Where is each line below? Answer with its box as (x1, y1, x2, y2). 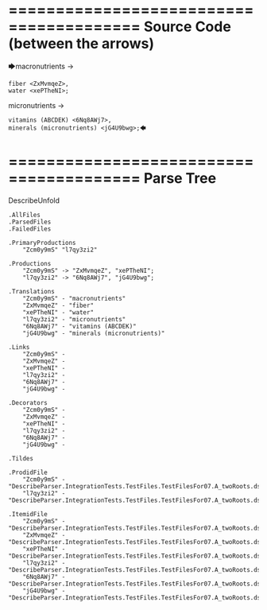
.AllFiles (8, 211, 41, 219)
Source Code (143, 17, 232, 36)
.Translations (8, 287, 56, 295)
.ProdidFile (8, 468, 48, 476)
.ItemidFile (8, 510, 48, 518)
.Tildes (8, 454, 34, 462)
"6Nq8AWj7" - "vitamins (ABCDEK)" (22, 322, 137, 330)
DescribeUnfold (8, 196, 60, 205)
